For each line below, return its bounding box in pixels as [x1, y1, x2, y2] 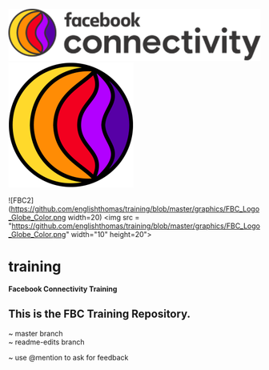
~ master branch [8, 328, 63, 338]
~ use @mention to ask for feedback [8, 352, 129, 362]
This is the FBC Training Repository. [8, 308, 191, 321]
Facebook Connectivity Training [8, 284, 118, 293]
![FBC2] [8, 195, 34, 205]
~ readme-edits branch [8, 337, 85, 347]
